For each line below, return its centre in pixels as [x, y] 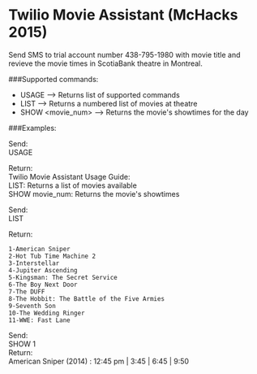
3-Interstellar [34, 263]
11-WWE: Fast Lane [39, 320]
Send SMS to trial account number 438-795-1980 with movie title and [124, 54]
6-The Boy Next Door [43, 285]
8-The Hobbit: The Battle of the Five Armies [86, 298]
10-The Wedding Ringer [47, 313]
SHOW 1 [22, 344]
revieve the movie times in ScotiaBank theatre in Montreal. [105, 63]
